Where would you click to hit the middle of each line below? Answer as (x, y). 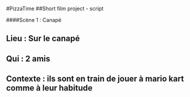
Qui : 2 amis (28, 59)
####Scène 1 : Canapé (34, 20)
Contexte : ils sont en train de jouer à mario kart (95, 79)
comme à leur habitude (49, 88)
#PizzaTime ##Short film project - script (55, 9)
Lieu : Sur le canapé (43, 39)
